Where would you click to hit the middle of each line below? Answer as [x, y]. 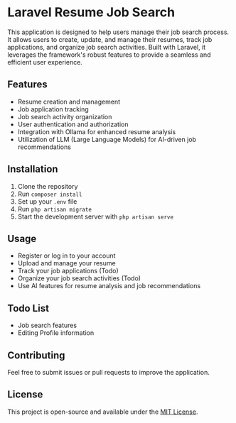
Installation [33, 169]
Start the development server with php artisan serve [96, 216]
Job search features [47, 325]
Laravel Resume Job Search [91, 12]
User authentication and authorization [73, 124]
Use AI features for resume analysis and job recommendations [109, 286]
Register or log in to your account [66, 256]
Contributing [36, 355]
